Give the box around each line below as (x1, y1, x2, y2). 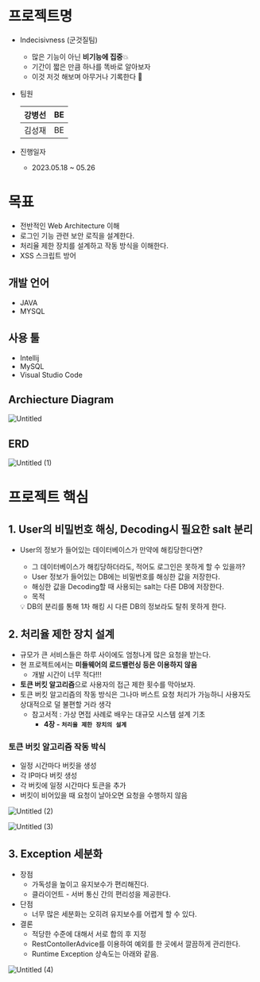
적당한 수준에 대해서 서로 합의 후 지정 (31, 930, 147, 939)
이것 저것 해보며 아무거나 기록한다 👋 (31, 72, 143, 81)
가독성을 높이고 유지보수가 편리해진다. (31, 879, 149, 889)
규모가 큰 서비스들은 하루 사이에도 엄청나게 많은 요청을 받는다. (19, 650, 211, 659)
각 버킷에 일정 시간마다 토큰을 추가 (19, 781, 126, 790)
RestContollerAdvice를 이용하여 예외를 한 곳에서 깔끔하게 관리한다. (31, 939, 241, 949)
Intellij (19, 353, 40, 363)
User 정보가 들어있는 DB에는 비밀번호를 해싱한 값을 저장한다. (31, 572, 220, 581)
